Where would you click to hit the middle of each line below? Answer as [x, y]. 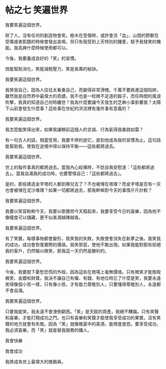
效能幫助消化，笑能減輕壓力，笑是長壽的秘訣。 [53, 69]
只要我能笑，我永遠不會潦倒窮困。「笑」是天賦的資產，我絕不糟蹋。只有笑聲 [82, 311]
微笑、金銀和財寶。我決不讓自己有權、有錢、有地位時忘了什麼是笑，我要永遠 [83, 278]
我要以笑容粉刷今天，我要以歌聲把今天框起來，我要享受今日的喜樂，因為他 [81, 211]
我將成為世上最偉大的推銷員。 [35, 362]
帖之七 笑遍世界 [37, 10]
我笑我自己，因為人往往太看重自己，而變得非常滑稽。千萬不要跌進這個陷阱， [83, 90]
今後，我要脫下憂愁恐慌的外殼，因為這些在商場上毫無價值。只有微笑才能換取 [83, 272]
